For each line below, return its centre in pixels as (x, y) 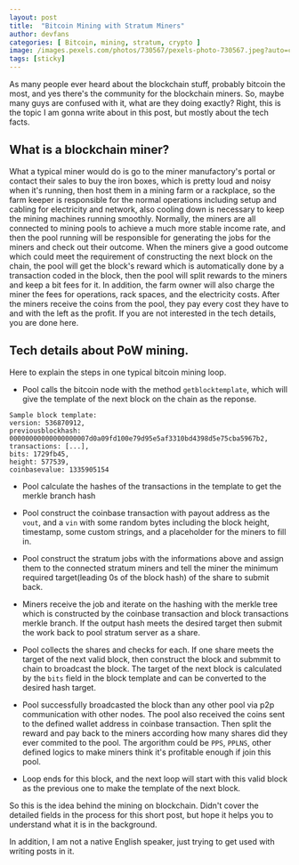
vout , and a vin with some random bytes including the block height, (145, 522)
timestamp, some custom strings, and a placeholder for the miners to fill (154, 531)
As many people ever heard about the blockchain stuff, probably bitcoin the (148, 84)
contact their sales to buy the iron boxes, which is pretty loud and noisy (140, 181)
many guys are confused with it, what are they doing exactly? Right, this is (145, 103)
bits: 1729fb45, (39, 454)
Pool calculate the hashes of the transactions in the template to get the (152, 486)
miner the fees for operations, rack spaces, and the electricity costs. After (145, 294)
